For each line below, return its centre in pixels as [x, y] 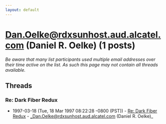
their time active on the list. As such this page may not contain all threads [82, 65]
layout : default [22, 10]
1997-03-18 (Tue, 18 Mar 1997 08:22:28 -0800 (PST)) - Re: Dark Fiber [85, 111]
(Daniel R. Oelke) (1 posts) [81, 45]
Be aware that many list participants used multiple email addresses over [80, 59]
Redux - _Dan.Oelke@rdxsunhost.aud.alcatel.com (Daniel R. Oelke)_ [83, 116]
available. [16, 70]
